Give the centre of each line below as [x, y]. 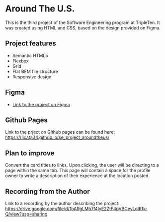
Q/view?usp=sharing [26, 214]
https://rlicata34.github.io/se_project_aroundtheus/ [57, 137]
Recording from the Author [48, 191]
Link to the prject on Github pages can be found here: [60, 132]
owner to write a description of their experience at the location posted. [78, 176]
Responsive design [32, 77]
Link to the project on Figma [41, 104]
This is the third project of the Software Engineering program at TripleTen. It [82, 22]
